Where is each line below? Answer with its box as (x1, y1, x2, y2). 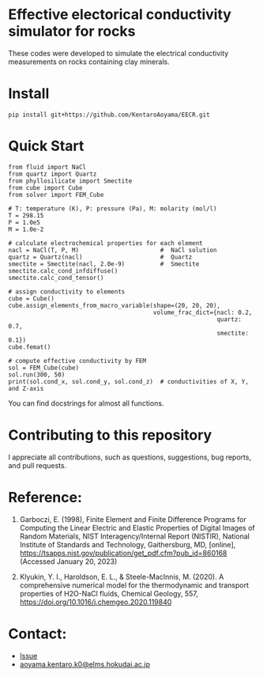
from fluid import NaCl (8, 163, 87, 171)
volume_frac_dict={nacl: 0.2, (152, 308, 253, 316)
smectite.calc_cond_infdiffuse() (8, 267, 118, 274)
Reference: (8, 488, 83, 506)
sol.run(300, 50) (8, 370, 66, 379)
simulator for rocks (8, 22, 136, 40)
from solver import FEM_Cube (8, 191, 104, 199)
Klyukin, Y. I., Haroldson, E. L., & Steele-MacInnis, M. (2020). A (19, 572, 224, 581)
